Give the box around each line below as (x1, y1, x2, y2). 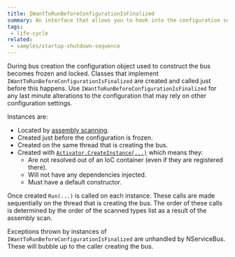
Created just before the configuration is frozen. (17, 133, 153, 142)
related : (7, 36, 33, 43)
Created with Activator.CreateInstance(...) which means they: (17, 148, 204, 156)
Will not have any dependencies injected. (27, 170, 147, 179)
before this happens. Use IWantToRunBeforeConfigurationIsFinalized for (7, 85, 217, 92)
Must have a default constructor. (27, 178, 122, 186)
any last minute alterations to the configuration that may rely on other (7, 91, 207, 100)
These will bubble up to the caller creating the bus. (7, 242, 154, 250)
